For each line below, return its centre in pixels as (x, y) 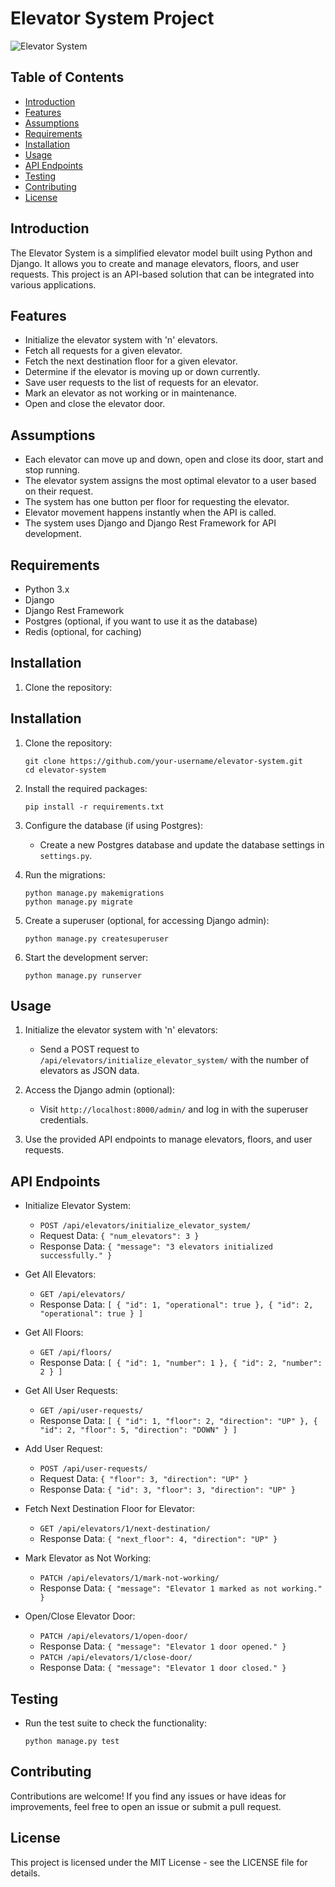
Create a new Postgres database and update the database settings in (182, 844)
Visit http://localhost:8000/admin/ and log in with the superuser (174, 1109)
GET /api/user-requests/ (91, 1411)
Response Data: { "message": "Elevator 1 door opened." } (163, 1646)
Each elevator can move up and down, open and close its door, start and (174, 459)
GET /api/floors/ (76, 1353)
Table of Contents (67, 77)
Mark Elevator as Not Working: (88, 1558)
